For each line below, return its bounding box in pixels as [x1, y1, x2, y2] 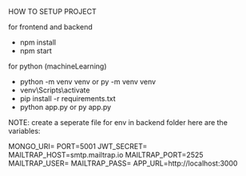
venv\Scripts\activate [19, 85, 90, 95]
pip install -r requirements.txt [19, 94, 116, 103]
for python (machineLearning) [8, 61, 107, 71]
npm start [19, 46, 52, 55]
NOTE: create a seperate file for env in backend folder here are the [8, 118, 228, 127]
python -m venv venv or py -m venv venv [19, 77, 157, 86]
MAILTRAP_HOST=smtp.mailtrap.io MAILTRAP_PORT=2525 [8, 151, 204, 159]
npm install [19, 37, 57, 47]
